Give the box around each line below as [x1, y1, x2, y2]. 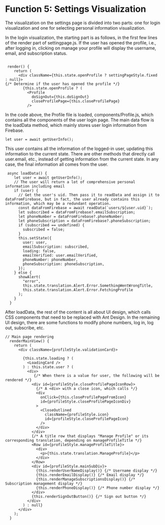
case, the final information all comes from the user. [5, 161, 108, 167]
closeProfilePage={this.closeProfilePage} [31, 99, 120, 104]
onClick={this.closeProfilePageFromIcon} [40, 395, 127, 400]
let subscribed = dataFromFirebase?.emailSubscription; [18, 210, 135, 215]
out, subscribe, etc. [5, 325, 44, 331]
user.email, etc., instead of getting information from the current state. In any [5, 156, 159, 162]
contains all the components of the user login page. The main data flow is [5, 117, 154, 123]
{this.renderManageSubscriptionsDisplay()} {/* [36, 477, 135, 482]
